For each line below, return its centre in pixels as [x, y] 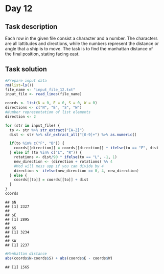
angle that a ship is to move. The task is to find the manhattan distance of [79, 49]
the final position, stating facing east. [42, 54]
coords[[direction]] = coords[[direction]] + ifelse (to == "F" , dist [86, 148]
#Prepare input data [26, 80]
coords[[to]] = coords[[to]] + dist [51, 180]
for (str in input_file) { [33, 125]
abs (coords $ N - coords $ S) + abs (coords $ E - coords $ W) [59, 258]
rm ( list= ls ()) [20, 85]
